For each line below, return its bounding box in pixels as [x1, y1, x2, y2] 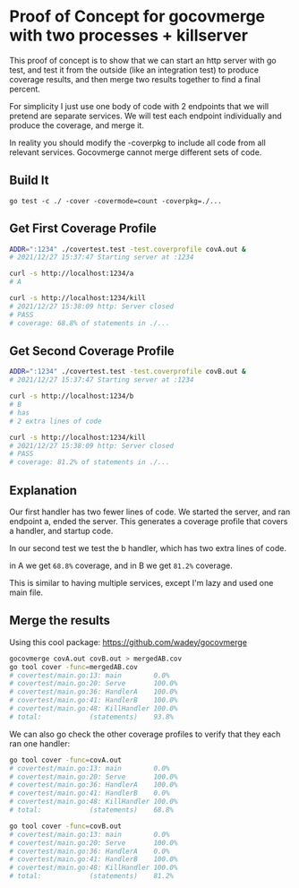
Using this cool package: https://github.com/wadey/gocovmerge [9, 636, 248, 647]
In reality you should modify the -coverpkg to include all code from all [9, 137, 266, 148]
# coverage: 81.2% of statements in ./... [9, 458, 170, 467]
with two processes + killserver [9, 25, 249, 46]
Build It [9, 173, 49, 188]
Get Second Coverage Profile [9, 343, 175, 358]
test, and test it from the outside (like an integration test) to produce [9, 65, 260, 75]
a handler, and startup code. [9, 525, 114, 536]
